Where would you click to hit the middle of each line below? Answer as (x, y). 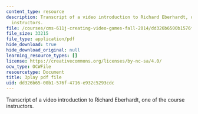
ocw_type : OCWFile (29, 66)
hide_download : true (32, 45)
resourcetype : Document (35, 72)
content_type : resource (35, 12)
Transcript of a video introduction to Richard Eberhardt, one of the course (95, 100)
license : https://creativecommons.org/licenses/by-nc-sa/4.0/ (84, 61)
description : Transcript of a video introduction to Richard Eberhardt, (97, 17)
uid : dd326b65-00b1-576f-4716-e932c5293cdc (60, 83)
